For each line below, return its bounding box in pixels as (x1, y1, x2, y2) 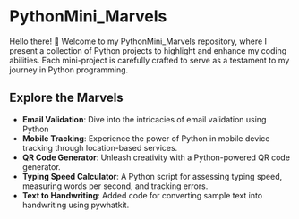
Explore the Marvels (9, 90, 124, 105)
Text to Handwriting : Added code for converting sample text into (21, 190, 263, 200)
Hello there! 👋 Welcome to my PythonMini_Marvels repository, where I (9, 36, 267, 46)
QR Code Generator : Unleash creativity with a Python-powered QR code (21, 152, 291, 163)
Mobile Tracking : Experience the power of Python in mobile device (21, 132, 270, 144)
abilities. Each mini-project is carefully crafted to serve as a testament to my (9, 55, 290, 65)
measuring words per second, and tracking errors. (21, 181, 209, 191)
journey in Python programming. (9, 64, 129, 75)
